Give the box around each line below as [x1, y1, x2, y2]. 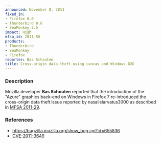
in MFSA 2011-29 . [5, 104, 41, 110]
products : [5, 39, 25, 44]
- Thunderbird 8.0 [5, 20, 43, 26]
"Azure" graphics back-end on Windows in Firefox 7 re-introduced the [5, 94, 146, 100]
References [5, 117, 33, 123]
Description [5, 78, 34, 84]
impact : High [5, 30, 32, 35]
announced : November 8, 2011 [5, 7, 65, 12]
